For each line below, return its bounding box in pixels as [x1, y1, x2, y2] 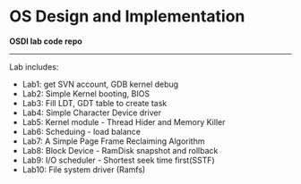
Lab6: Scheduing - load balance [21, 126, 142, 137]
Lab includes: [9, 61, 59, 72]
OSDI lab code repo [9, 36, 82, 46]
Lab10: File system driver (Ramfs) [21, 163, 146, 175]
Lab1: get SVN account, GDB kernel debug [21, 79, 179, 89]
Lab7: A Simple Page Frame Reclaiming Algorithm [21, 136, 205, 146]
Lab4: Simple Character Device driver [21, 107, 161, 118]
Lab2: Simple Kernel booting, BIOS [21, 88, 150, 99]
